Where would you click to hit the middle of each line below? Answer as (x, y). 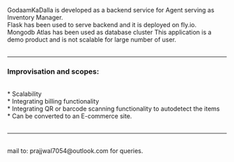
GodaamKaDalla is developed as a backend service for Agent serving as (111, 10)
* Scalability (24, 94)
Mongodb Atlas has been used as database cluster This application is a (109, 32)
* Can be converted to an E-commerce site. (70, 116)
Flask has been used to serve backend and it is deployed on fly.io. (102, 25)
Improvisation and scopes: (53, 71)
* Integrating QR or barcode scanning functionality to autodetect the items (114, 109)
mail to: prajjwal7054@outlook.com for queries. (75, 151)
